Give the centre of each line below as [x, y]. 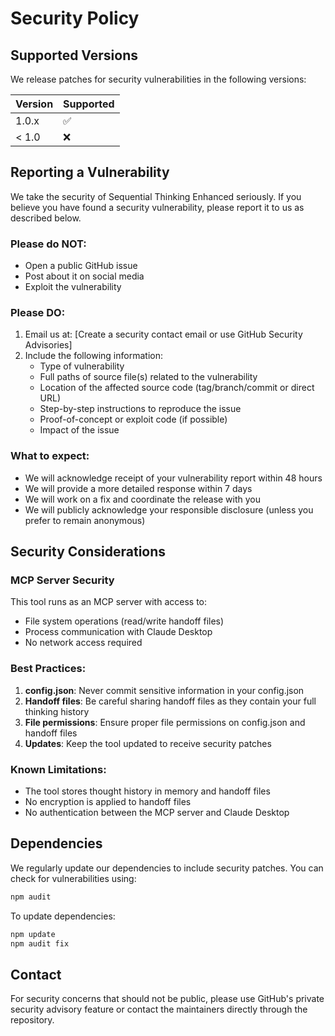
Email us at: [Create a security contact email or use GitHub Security [163, 334]
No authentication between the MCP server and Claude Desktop [157, 812]
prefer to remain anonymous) [85, 520]
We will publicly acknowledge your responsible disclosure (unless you [169, 509]
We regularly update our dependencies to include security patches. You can [167, 868]
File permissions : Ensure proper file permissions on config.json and [165, 722]
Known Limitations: [58, 769]
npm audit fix [40, 943]
